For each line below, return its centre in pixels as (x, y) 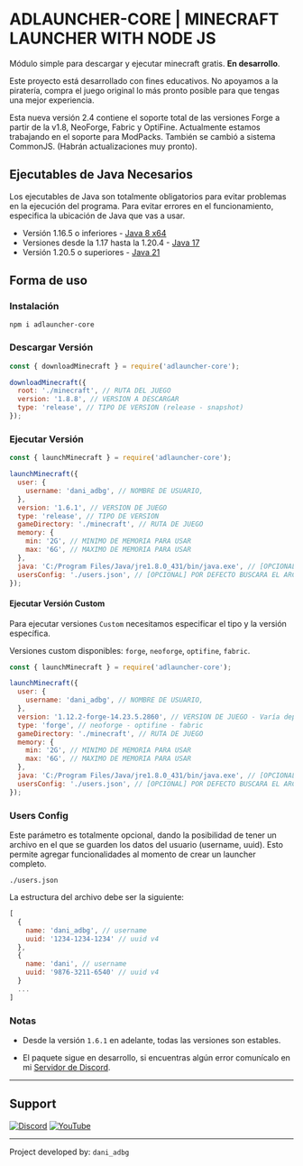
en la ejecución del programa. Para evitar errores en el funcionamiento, (142, 206)
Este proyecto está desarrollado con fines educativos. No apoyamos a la (144, 80)
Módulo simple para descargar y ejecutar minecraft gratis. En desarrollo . (145, 63)
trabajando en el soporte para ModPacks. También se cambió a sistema (142, 136)
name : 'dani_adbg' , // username (86, 930)
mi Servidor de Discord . (66, 1067)
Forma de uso (49, 281)
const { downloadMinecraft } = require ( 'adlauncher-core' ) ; (125, 366)
